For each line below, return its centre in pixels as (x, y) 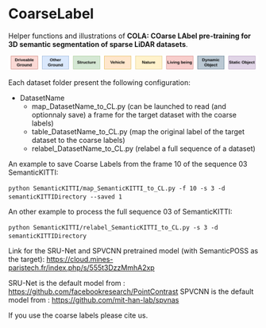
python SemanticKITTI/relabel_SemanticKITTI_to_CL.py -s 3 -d (113, 227)
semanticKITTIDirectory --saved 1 (66, 197)
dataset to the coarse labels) (78, 140)
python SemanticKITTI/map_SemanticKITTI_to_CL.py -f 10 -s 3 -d (117, 188)
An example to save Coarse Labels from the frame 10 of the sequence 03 (128, 164)
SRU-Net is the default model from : (67, 283)
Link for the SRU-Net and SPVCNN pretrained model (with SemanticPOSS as (133, 250)
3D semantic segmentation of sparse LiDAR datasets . (98, 44)
